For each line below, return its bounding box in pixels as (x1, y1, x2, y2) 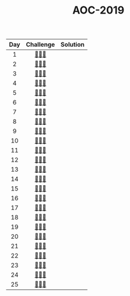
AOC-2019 (72, 4, 125, 17)
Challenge (26, 41, 56, 49)
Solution (60, 41, 85, 49)
